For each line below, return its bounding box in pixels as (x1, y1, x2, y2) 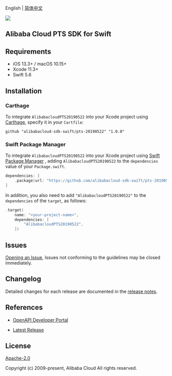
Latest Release (12, 327, 45, 333)
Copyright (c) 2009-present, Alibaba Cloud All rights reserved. (5, 365, 137, 371)
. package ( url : (14, 178, 45, 184)
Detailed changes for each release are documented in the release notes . (5, 288, 158, 294)
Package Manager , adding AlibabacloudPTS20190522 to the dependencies (5, 158, 159, 164)
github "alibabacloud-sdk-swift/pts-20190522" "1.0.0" (5, 129, 125, 134)
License (5, 342, 31, 350)
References (5, 303, 43, 312)
